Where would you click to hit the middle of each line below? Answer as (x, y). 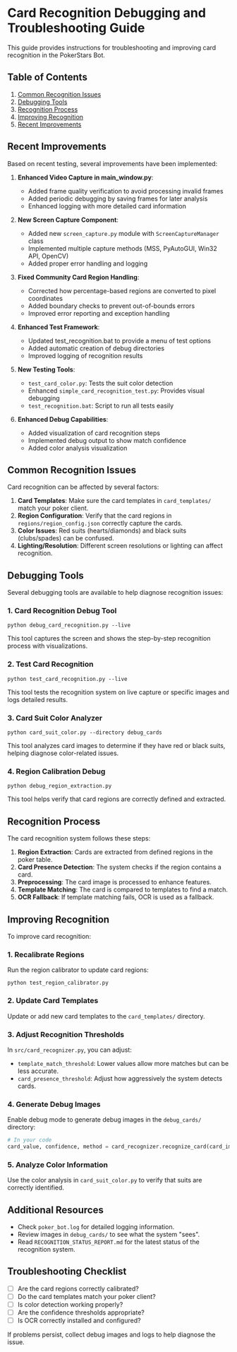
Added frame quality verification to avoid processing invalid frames (126, 191)
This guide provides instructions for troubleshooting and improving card (112, 47)
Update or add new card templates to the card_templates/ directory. (107, 1016)
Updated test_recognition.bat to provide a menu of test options (120, 340)
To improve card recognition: (49, 936)
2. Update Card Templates (53, 1001)
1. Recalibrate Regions (46, 954)
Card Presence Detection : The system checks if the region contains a (120, 867)
